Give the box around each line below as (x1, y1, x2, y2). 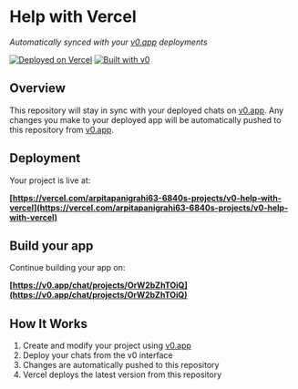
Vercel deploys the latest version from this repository (22, 369, 222, 380)
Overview (9, 80, 67, 97)
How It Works (9, 316, 88, 332)
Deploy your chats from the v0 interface (22, 350, 173, 361)
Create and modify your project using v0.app (22, 340, 191, 352)
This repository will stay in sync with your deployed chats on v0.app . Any (9, 105, 284, 116)
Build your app (9, 238, 94, 253)
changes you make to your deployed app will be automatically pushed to (9, 114, 282, 125)
